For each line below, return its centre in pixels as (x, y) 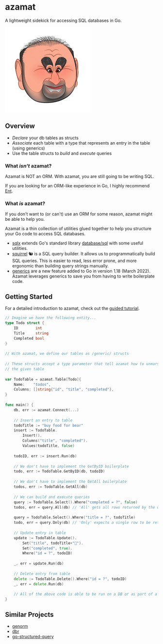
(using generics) (28, 148)
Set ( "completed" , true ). (48, 548)
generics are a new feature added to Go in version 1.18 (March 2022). (81, 271)
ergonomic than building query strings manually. (60, 266)
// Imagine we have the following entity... (51, 318)
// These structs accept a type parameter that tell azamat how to (75, 364)
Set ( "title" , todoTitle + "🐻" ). (53, 543)
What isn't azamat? (28, 165)
